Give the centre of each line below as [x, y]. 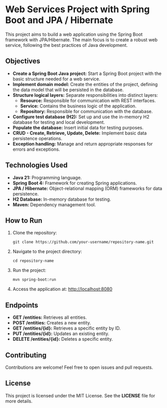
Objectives [23, 61]
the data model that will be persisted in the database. [68, 90]
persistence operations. [37, 138]
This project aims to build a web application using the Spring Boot [74, 34]
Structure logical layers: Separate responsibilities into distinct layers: [85, 95]
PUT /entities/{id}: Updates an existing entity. [61, 334]
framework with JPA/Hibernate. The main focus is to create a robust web [81, 40]
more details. [19, 401]
